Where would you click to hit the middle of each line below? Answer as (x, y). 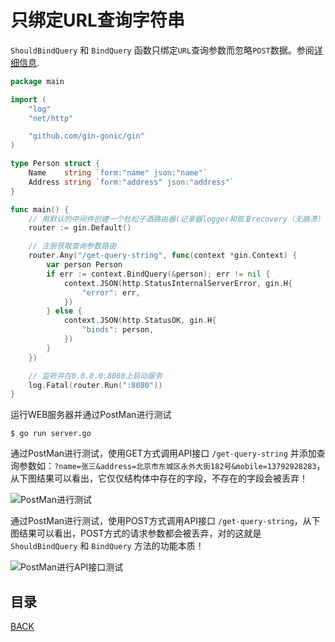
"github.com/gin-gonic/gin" (86, 136)
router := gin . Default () (80, 228)
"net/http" (51, 118)
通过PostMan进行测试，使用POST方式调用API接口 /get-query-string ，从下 (165, 521)
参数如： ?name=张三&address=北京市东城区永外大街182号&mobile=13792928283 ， (172, 466)
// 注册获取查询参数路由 (72, 246)
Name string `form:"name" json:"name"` (118, 173)
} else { (64, 311)
